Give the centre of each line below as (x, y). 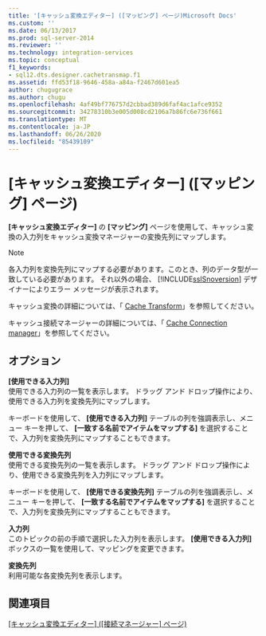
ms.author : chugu (37, 97)
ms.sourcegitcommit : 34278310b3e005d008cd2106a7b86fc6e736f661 (115, 112)
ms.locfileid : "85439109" (51, 141)
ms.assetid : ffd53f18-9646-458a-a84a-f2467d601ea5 (94, 82)
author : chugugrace (41, 90)
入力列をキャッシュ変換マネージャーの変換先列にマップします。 (126, 237)
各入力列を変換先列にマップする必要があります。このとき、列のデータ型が (130, 269)
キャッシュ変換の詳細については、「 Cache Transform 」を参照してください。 (133, 306)
